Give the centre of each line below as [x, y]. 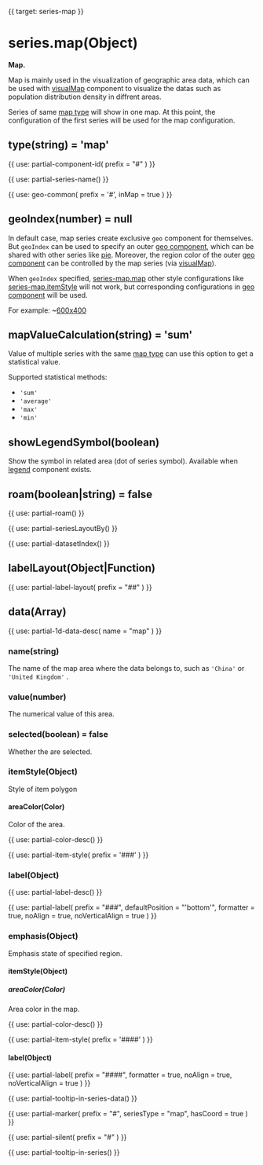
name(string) [34, 651]
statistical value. [35, 362]
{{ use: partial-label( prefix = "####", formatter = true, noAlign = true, [120, 1075]
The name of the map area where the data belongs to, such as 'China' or [126, 668]
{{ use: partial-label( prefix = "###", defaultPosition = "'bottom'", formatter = [131, 907]
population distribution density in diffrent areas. [85, 97]
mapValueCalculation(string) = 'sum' [100, 334]
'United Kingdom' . [38, 676]
